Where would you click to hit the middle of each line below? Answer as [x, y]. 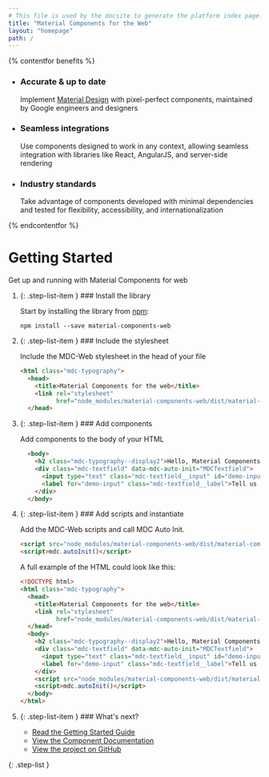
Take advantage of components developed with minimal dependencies [137, 201]
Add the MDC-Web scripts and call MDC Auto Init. [102, 530]
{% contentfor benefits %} [52, 61]
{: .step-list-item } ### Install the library [85, 296]
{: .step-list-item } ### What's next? [79, 717]
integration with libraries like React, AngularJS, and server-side [124, 154]
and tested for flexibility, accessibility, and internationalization [122, 210]
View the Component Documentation [93, 741]
